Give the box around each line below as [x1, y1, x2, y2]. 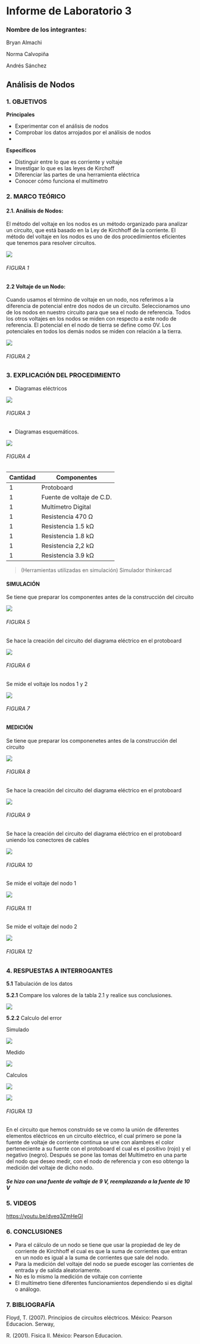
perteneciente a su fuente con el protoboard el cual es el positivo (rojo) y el [6, 1145, 191, 1152]
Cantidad [9, 473, 36, 482]
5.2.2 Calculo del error [6, 1014, 62, 1022]
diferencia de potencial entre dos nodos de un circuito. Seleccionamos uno [6, 303, 190, 310]
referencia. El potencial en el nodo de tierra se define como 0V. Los [6, 321, 171, 329]
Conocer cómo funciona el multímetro [14, 177, 108, 184]
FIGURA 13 [6, 1108, 33, 1115]
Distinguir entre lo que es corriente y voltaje [14, 158, 123, 165]
